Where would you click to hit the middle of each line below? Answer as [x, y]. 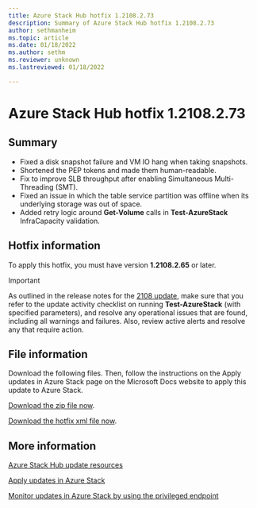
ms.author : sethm [37, 52]
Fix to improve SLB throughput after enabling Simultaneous [116, 179]
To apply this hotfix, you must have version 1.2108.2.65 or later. [112, 265]
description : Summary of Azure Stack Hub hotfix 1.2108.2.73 [111, 23]
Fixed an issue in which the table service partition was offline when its [134, 195]
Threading [36, 187]
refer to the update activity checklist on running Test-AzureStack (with [125, 304]
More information [52, 446]
